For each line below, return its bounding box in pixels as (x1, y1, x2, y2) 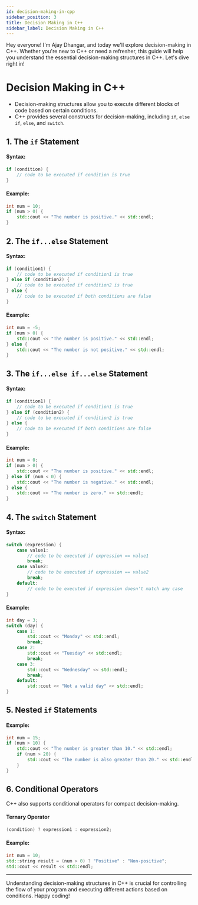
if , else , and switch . (14, 120, 65, 127)
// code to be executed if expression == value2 (27, 569, 149, 575)
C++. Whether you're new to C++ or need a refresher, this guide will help (6, 48, 184, 55)
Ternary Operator (6, 813, 50, 820)
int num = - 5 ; (6, 325, 41, 331)
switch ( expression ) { (6, 542, 62, 547)
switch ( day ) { (6, 623, 44, 629)
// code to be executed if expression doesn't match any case (27, 585, 183, 592)
